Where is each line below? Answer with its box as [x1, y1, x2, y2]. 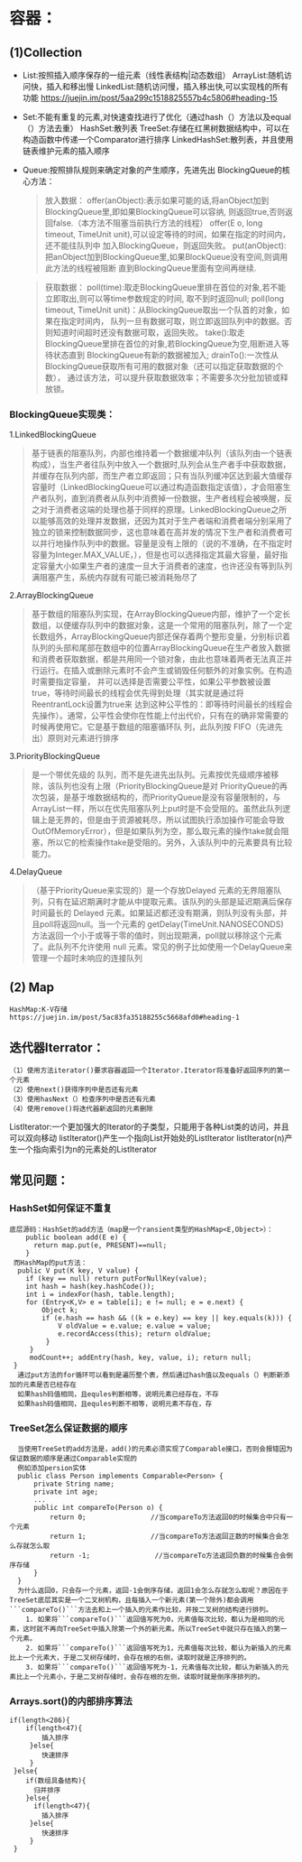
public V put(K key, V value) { [17, 1265, 140, 1275]
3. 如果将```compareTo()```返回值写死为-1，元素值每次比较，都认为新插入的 [25, 1663, 282, 1672]
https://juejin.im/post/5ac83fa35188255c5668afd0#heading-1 [9, 1013, 241, 1023]
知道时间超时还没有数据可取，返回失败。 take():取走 [52, 327, 245, 338]
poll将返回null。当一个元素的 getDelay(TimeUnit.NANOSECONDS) [39, 919, 284, 930]
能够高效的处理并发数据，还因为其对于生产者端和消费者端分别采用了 [39, 515, 293, 526]
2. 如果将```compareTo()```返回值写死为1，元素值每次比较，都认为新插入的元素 [25, 1644, 292, 1653]
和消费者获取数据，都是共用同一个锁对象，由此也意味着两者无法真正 [31, 653, 285, 664]
